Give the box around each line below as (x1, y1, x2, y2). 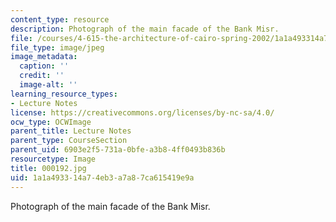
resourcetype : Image (10, 154, 97, 164)
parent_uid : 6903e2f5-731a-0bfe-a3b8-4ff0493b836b (10, 145, 226, 155)
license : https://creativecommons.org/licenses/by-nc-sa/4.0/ (10, 107, 275, 118)
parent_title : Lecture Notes (10, 126, 132, 136)
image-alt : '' (19, 80, 78, 90)
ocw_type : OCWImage (10, 117, 92, 127)
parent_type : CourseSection (10, 136, 128, 146)
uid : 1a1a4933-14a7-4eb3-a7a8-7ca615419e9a (10, 172, 195, 183)
